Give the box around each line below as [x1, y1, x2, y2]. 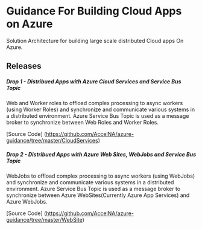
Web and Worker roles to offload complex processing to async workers [6, 100, 183, 107]
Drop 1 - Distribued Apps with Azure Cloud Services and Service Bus [6, 77, 181, 85]
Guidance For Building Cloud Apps [6, 4, 182, 18]
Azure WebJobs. [6, 198, 48, 205]
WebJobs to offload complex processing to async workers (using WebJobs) [6, 172, 195, 179]
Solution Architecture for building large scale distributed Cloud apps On [6, 37, 184, 44]
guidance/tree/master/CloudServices [6, 137, 98, 144]
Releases [6, 61, 42, 71]
